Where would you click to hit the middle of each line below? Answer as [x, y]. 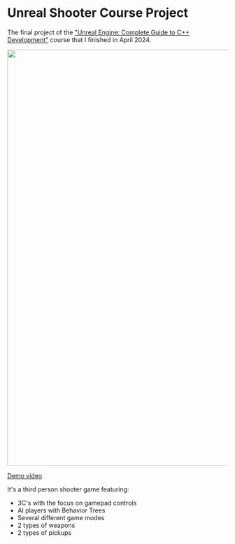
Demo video [25, 475]
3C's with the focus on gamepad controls [77, 503]
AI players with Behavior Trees [61, 510]
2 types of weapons [46, 525]
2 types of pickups [44, 532]
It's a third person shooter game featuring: [68, 489]
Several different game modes [61, 517]
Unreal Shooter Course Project [98, 13]
